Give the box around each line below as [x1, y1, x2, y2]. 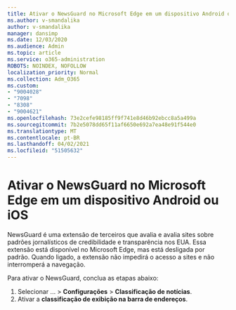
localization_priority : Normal [7, 69, 99, 76]
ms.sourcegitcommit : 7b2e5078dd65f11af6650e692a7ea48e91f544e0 [7, 121, 197, 128]
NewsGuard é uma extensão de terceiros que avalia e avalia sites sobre [7, 230, 214, 238]
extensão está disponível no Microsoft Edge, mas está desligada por [7, 245, 205, 253]
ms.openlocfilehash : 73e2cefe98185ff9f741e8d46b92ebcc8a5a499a [7, 114, 197, 121]
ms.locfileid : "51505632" [7, 147, 83, 154]
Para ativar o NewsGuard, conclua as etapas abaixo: [7, 274, 159, 282]
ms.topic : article [7, 50, 61, 57]
